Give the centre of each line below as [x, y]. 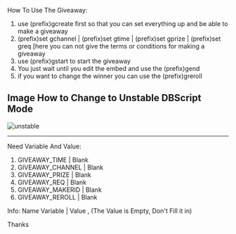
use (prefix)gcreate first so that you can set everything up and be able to [123, 24]
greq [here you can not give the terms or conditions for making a [111, 46]
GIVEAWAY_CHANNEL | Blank [60, 167]
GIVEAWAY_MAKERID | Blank [59, 190]
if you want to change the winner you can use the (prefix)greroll [110, 76]
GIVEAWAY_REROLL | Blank [57, 197]
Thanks [18, 224]
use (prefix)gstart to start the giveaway [74, 61]
